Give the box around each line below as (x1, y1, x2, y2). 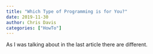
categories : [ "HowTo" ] (6, 25, 62, 31)
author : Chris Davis (6, 19, 57, 25)
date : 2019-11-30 (6, 14, 49, 20)
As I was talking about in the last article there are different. (6, 41, 148, 48)
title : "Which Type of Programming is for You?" (6, 8, 128, 15)
